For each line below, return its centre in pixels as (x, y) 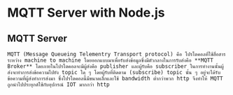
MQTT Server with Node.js (86, 13)
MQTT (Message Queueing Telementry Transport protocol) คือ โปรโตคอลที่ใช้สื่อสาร (116, 54)
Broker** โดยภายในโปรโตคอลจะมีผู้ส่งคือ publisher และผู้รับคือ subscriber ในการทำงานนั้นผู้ (115, 67)
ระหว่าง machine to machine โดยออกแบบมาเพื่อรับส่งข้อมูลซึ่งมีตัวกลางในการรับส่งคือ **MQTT (110, 60)
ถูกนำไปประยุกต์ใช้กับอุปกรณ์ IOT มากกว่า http (58, 85)
